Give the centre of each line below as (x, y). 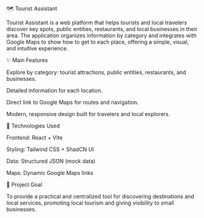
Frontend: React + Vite (34, 138)
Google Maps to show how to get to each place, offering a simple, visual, (98, 42)
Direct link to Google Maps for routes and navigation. (72, 102)
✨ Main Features (27, 60)
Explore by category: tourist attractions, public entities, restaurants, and (96, 72)
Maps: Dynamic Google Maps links (50, 173)
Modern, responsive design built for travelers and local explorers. (88, 114)
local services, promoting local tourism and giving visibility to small (90, 203)
